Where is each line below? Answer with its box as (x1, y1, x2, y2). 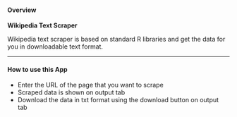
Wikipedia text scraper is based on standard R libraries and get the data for (7, 35, 226, 44)
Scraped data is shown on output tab (17, 88, 126, 97)
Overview (7, 6, 37, 14)
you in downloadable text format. (7, 42, 104, 51)
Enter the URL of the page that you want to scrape (17, 81, 164, 90)
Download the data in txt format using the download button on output (17, 96, 219, 104)
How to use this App (7, 65, 68, 73)
